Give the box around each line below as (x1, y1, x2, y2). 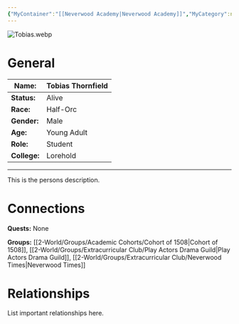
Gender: (11, 115, 39, 125)
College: (11, 150, 40, 160)
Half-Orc (46, 104, 77, 114)
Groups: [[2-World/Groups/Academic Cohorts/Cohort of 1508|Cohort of (7, 238, 218, 246)
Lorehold (46, 150, 77, 160)
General (7, 55, 55, 71)
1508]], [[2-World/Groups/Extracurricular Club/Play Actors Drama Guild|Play (7, 245, 230, 254)
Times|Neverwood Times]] (7, 261, 86, 269)
